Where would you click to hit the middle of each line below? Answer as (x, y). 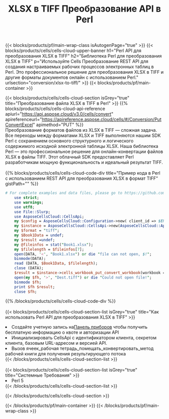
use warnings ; (29, 202)
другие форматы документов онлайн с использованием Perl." (72, 77)
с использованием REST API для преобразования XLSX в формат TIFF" (82, 178)
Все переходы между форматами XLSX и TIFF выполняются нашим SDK (83, 136)
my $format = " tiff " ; (37, 231)
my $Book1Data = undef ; (39, 235)
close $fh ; (26, 292)
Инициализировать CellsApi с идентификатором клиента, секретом (84, 338)
